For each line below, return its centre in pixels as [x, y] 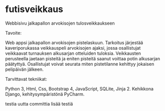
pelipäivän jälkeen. [24, 69]
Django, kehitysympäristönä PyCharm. [45, 94]
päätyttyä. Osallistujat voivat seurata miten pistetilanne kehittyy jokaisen [80, 64]
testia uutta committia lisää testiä [39, 103]
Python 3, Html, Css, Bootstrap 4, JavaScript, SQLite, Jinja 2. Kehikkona [79, 88]
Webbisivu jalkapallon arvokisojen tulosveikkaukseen [60, 23]
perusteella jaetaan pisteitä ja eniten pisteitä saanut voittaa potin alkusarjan [83, 58]
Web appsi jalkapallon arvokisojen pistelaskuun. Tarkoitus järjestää [74, 42]
